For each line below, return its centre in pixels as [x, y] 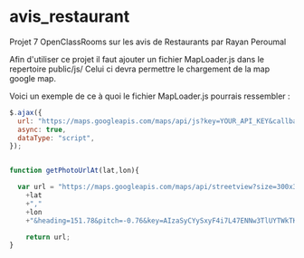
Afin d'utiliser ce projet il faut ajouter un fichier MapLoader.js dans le [137, 59]
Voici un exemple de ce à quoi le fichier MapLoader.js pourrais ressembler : [150, 96]
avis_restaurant [70, 17]
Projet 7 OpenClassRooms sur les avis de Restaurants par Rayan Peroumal [148, 42]
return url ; [48, 237]
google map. [33, 78]
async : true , [42, 129]
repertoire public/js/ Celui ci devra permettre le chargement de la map [140, 69]
